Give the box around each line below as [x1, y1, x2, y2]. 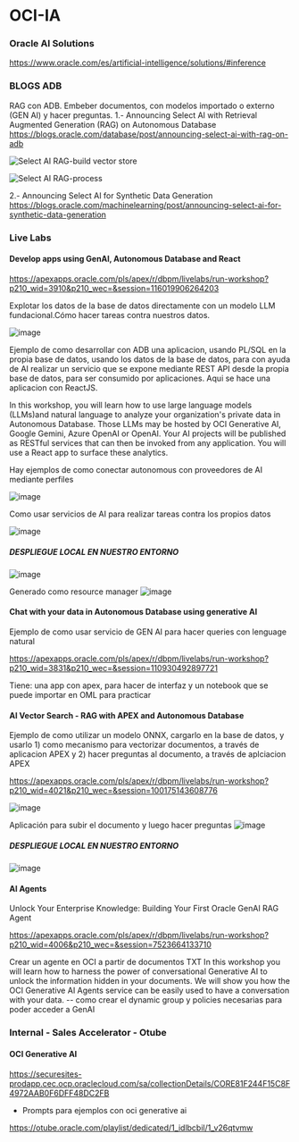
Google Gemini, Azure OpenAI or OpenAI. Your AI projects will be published [9, 428, 287, 439]
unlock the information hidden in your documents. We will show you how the [9, 976, 290, 987]
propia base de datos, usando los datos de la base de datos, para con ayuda [9, 354, 291, 365]
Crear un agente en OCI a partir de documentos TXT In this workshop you [9, 957, 281, 968]
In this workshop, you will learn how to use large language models [9, 399, 253, 410]
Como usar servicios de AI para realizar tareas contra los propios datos [9, 508, 271, 519]
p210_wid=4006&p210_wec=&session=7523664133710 [9, 939, 212, 950]
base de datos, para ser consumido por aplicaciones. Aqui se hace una [9, 373, 270, 383]
